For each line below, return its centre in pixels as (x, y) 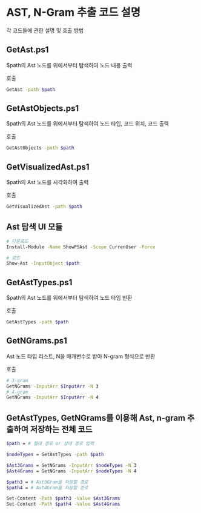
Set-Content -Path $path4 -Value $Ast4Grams (63, 504)
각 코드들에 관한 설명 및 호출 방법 (45, 30)
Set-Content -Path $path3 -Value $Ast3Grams (63, 498)
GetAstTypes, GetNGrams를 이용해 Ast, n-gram (96, 418)
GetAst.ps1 (28, 50)
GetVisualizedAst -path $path (44, 207)
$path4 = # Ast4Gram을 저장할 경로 (47, 488)
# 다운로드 (18, 241)
